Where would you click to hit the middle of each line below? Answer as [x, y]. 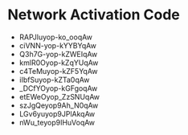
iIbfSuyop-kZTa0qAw [54, 80]
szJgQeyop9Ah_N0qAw [59, 105]
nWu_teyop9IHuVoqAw [57, 122]
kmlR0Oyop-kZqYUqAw [59, 63]
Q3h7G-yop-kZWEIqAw [58, 54]
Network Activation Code [94, 15]
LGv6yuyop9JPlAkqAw [57, 113]
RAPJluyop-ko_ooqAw [56, 37]
